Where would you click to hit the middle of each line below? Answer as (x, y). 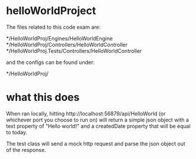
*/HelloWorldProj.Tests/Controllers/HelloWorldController (74, 50)
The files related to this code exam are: (54, 27)
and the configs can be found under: (51, 62)
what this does (43, 97)
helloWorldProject (51, 11)
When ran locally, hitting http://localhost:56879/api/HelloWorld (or (86, 113)
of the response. (26, 150)
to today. (17, 132)
